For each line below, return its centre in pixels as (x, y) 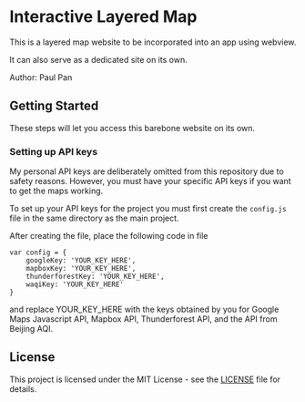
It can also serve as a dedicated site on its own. (99, 59)
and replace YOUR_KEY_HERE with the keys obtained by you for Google (144, 309)
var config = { (38, 253)
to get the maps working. (56, 191)
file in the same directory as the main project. (94, 218)
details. (23, 388)
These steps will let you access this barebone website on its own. (132, 128)
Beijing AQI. (31, 329)
